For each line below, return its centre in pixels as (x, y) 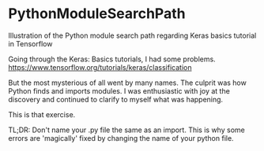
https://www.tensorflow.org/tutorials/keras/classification (100, 67)
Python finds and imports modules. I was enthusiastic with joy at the (119, 90)
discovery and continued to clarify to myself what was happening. (116, 99)
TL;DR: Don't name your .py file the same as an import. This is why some (126, 130)
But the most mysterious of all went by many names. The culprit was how (127, 83)
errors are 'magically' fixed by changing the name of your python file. (121, 138)
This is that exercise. (42, 114)
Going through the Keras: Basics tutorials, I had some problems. (112, 59)
